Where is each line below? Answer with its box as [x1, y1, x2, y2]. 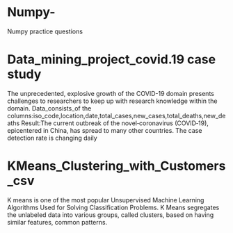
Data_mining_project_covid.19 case [7, 51, 216, 67]
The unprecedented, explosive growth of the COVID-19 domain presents [7, 89, 214, 97]
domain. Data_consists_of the [7, 104, 92, 112]
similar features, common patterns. [7, 218, 108, 226]
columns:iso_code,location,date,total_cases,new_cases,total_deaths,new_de [7, 111, 226, 120]
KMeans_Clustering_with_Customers [7, 158, 226, 174]
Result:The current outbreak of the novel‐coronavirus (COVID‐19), [21, 119, 209, 127]
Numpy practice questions [7, 27, 83, 35]
